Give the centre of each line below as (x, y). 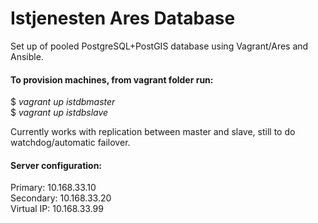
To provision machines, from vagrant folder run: (112, 79)
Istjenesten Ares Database (123, 18)
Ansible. (27, 56)
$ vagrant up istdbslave (59, 113)
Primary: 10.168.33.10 (53, 188)
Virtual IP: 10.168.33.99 (57, 209)
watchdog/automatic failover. (70, 143)
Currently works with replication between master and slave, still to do (153, 132)
